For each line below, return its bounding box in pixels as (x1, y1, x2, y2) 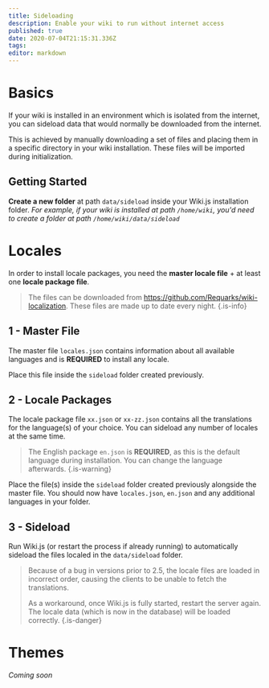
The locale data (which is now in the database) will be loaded (27, 607, 231, 616)
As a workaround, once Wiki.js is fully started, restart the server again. (27, 599, 261, 608)
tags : (8, 42, 26, 50)
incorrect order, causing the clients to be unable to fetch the (27, 575, 227, 584)
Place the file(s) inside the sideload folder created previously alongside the (8, 480, 257, 489)
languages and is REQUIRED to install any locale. (8, 354, 170, 364)
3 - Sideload (8, 520, 71, 534)
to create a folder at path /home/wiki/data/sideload (8, 213, 180, 223)
